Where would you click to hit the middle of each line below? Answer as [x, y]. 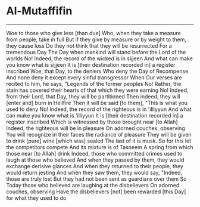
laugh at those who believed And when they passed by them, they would [95, 160]
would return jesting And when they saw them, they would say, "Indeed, [94, 172]
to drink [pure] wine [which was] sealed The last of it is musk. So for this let [99, 141]
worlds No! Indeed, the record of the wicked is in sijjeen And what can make [100, 58]
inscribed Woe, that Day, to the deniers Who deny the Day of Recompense [97, 71]
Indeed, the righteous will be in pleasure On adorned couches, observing [96, 128]
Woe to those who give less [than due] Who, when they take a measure [94, 33]
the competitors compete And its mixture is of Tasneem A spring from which [100, 147]
